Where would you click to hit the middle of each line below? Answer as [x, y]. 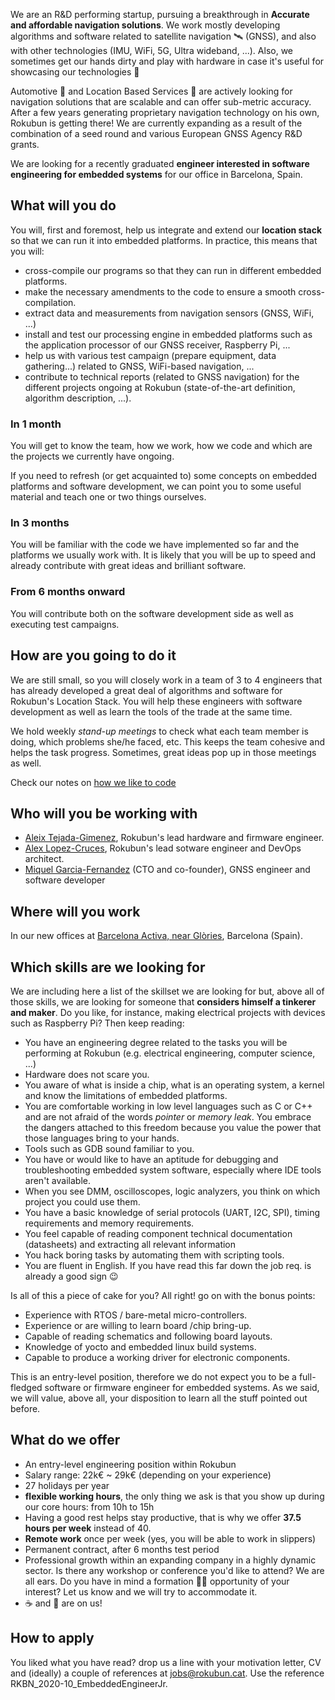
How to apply [52, 1638]
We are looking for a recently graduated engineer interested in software [160, 163]
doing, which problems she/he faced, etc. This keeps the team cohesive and [168, 741]
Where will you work [75, 911]
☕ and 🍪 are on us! [63, 1603]
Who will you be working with [104, 813]
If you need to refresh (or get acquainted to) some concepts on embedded [163, 476]
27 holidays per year [67, 1485]
